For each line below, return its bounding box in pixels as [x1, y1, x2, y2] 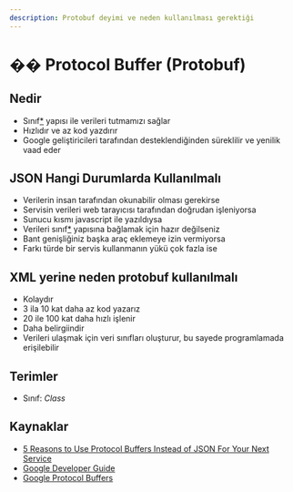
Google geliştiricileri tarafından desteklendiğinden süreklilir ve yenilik [22, 134, 280, 146]
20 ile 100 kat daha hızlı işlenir [22, 313, 136, 324]
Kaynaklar [9, 419, 69, 435]
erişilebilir [22, 343, 60, 354]
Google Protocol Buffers [22, 472, 114, 483]
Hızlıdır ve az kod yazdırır [22, 125, 118, 136]
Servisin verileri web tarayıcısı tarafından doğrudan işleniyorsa [22, 204, 257, 215]
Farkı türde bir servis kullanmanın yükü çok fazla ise [22, 243, 218, 254]
